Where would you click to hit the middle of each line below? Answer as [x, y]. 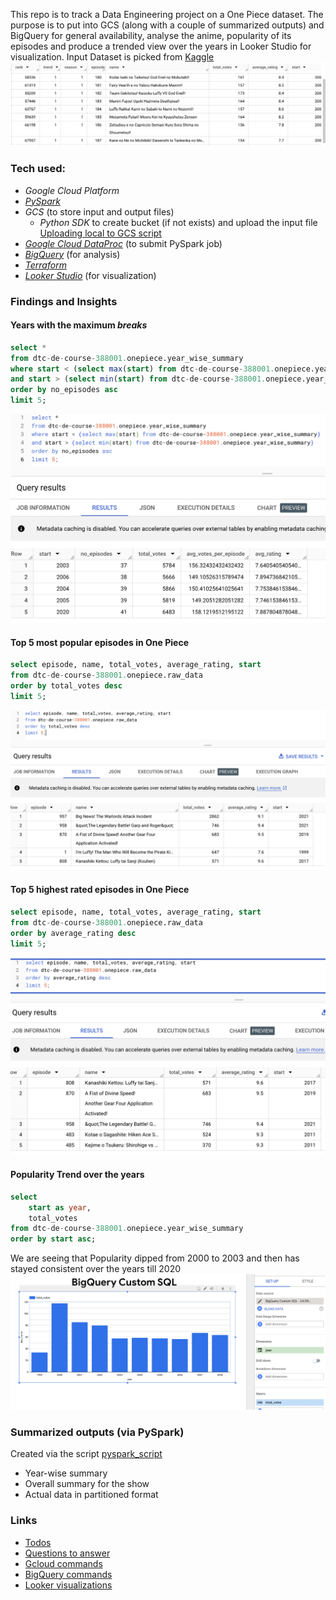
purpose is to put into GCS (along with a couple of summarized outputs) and [167, 25]
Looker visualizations [68, 1585]
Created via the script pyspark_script [86, 1454]
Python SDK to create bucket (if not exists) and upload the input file [178, 222]
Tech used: [38, 169]
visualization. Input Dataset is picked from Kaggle [112, 57]
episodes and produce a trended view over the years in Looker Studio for [161, 46]
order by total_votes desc [66, 686]
